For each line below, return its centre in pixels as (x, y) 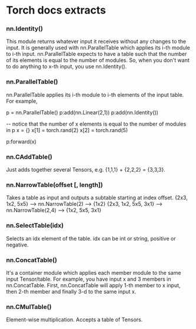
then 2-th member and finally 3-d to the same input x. (71, 291)
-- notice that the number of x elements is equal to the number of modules (96, 124)
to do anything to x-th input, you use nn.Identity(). (67, 67)
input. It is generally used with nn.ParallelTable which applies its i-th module (98, 48)
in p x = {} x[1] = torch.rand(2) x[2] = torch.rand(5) (67, 130)
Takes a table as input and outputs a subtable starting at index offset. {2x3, (97, 198)
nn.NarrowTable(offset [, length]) (54, 185)
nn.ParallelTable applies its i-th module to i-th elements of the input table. (95, 94)
